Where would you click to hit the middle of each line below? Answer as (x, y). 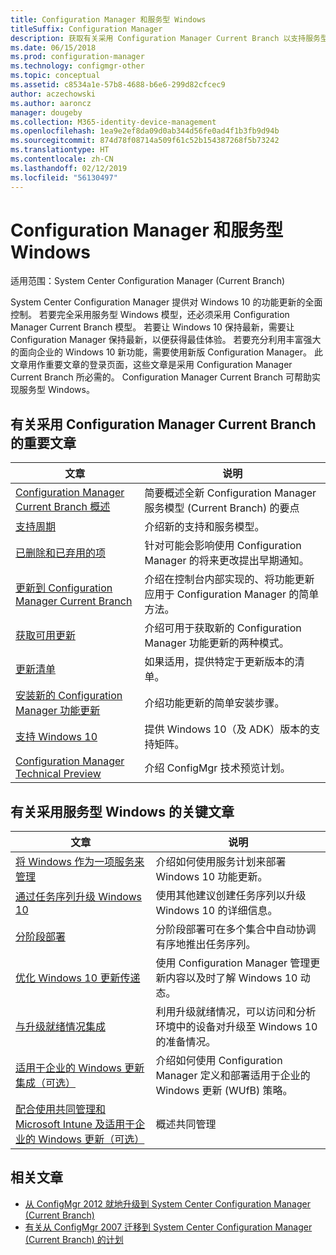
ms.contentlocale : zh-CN (62, 159)
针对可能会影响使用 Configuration (223, 546)
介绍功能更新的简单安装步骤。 (214, 703)
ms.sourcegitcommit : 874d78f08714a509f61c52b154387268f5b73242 (145, 141)
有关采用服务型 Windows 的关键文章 (122, 811)
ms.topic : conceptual (55, 76)
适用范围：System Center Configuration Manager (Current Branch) (148, 281)
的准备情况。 (186, 1042)
